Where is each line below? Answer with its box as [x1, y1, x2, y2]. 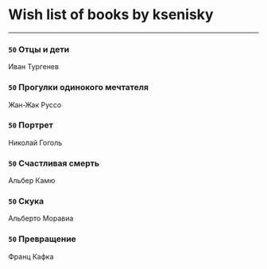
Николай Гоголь [8, 138, 63, 147]
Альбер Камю [8, 176, 56, 185]
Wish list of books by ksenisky [8, 6, 214, 24]
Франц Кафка [8, 251, 54, 261]
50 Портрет [8, 119, 54, 131]
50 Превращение [8, 233, 77, 244]
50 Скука [8, 196, 44, 207]
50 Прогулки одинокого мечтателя [8, 82, 149, 93]
